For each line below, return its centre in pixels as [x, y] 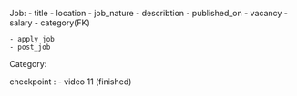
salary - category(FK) [50, 23]
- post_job [30, 47]
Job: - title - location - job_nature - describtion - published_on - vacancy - [149, 13]
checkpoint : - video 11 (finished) [71, 82]
